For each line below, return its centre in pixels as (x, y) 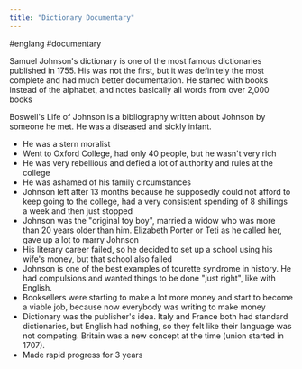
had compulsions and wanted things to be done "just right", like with (149, 278)
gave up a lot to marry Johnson (81, 239)
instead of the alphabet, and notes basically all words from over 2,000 (139, 89)
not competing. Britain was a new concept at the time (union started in (153, 336)
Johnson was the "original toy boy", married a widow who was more (149, 220)
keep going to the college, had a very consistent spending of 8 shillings (155, 201)
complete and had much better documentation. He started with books (139, 80)
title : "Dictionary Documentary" (72, 18)
